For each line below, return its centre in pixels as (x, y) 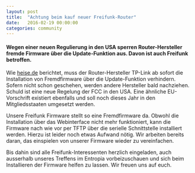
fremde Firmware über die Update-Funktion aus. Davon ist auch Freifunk (97, 53)
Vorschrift (18, 98)
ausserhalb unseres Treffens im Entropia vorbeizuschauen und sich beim (95, 159)
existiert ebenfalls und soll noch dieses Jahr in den (94, 98)
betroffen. (19, 59)
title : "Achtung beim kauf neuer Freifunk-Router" (71, 17)
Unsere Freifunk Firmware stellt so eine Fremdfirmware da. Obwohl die (92, 116)
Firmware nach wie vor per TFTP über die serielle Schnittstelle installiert (94, 129)
